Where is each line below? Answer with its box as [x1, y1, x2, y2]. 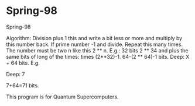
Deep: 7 [6, 70, 25, 77]
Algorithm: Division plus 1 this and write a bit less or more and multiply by [6, 34, 183, 41]
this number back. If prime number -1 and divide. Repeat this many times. [6, 41, 183, 48]
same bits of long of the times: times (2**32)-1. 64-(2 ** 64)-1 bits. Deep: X [6, 53, 190, 60]
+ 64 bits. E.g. [6, 59, 40, 66]
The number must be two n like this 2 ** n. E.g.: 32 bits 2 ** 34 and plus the [6, 47, 189, 54]
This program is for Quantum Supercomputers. [6, 93, 119, 100]
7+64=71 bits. [6, 82, 39, 89]
